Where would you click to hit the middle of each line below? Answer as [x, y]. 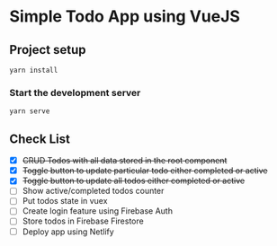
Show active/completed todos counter [93, 191]
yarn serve [30, 111]
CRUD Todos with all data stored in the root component [125, 161]
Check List [40, 139]
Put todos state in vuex [65, 201]
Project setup [48, 50]
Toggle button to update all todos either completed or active [134, 180]
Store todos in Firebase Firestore [83, 221]
